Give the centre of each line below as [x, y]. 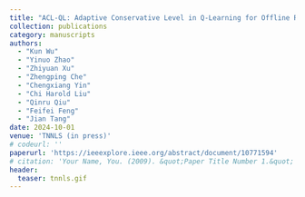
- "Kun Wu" [38, 52]
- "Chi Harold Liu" [54, 94]
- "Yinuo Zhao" [46, 60]
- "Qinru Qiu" [44, 102]
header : [24, 170]
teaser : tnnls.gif [53, 178]
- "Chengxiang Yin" [54, 85]
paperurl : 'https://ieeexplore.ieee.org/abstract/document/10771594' [144, 153]
